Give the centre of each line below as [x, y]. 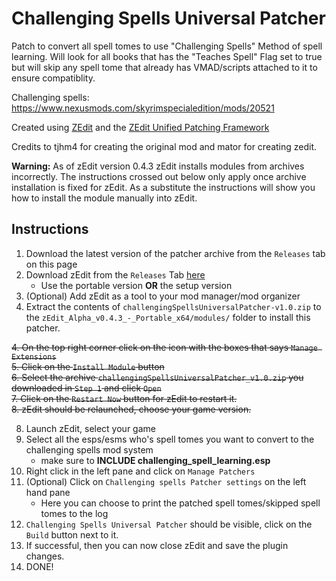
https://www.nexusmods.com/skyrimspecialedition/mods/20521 [143, 108]
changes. [45, 556]
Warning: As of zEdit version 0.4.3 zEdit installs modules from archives [158, 166]
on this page [51, 264]
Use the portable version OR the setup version [136, 285]
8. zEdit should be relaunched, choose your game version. [131, 409]
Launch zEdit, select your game [90, 428]
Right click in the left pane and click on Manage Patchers [140, 471]
